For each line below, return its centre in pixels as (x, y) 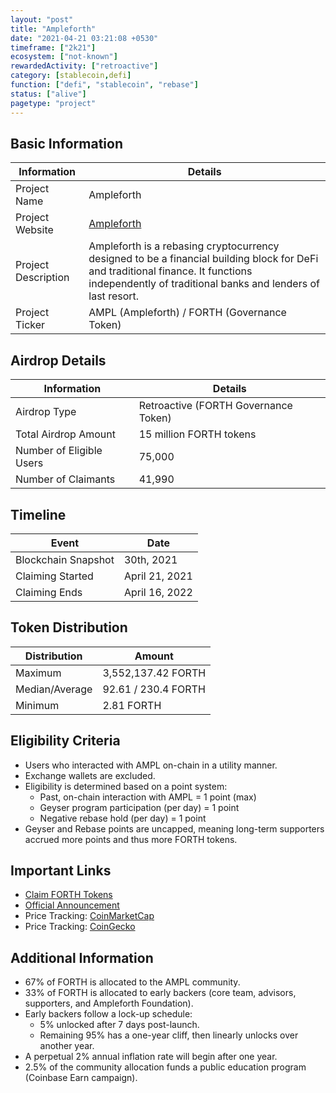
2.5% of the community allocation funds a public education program (165, 1067)
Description (42, 278)
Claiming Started (54, 576)
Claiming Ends (49, 592)
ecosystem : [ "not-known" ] (64, 57)
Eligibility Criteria (65, 741)
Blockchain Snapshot (65, 559)
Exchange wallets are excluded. (90, 775)
